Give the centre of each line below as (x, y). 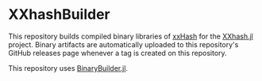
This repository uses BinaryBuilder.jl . (68, 68)
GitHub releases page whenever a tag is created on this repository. (118, 53)
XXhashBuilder (60, 15)
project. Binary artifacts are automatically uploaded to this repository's (123, 44)
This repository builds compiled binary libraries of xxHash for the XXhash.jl (131, 36)
